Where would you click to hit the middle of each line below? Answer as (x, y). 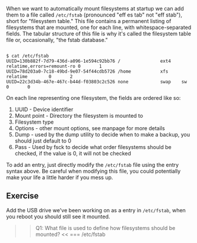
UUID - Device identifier (44, 109)
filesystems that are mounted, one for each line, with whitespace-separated (99, 27)
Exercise (23, 196)
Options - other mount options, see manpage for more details (90, 128)
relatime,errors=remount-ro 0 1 (54, 66)
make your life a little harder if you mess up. (60, 177)
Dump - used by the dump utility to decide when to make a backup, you (102, 135)
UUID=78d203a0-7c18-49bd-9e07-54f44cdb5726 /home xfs (87, 72)
